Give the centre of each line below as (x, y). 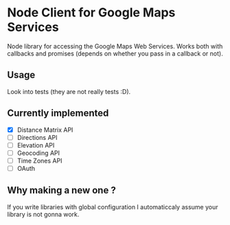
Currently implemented (58, 114)
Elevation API (36, 145)
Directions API (37, 137)
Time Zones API (39, 161)
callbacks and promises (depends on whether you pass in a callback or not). (115, 54)
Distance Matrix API (45, 130)
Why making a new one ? (62, 190)
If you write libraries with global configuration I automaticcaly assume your (113, 206)
